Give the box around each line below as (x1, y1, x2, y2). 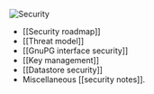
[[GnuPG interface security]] (22, 45, 129, 56)
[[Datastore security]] (22, 64, 104, 75)
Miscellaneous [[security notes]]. (22, 74, 146, 85)
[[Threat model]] (22, 36, 85, 46)
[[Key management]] (22, 55, 100, 65)
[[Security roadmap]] (22, 26, 101, 36)
